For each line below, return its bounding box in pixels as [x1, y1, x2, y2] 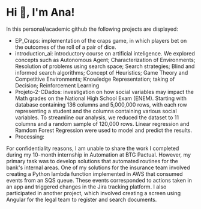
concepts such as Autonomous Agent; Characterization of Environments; [14, 56, 196, 63]
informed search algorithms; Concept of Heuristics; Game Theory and [14, 69, 188, 76]
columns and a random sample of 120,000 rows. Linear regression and [14, 120, 190, 127]
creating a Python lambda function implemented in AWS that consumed [6, 170, 183, 177]
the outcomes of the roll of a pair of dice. [14, 43, 116, 51]
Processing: [14, 133, 45, 140]
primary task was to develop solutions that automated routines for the [6, 157, 178, 164]
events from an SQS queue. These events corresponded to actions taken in [6, 176, 192, 184]
